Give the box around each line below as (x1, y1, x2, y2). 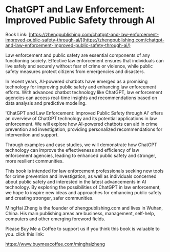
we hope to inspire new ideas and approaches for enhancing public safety (5, 189, 162, 195)
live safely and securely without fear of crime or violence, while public (5, 63, 153, 69)
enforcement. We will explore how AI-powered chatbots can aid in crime (5, 121, 158, 127)
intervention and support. (5, 131, 59, 138)
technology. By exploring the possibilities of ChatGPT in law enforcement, (5, 184, 161, 190)
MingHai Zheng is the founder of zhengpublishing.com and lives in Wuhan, (5, 204, 163, 211)
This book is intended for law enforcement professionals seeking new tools (5, 168, 164, 174)
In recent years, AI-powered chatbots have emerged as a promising (5, 78, 148, 84)
